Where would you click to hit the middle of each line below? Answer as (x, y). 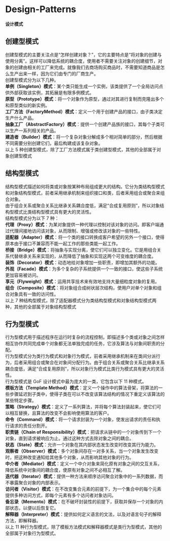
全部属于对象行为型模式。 (32, 533)
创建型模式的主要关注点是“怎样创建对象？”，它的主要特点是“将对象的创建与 (83, 55)
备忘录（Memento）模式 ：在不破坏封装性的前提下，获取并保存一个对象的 (82, 502)
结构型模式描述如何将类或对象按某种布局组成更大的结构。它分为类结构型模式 (85, 186)
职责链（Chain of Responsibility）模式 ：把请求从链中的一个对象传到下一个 (83, 432)
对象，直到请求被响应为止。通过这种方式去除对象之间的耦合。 (70, 438)
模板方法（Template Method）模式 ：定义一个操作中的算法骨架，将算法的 (82, 388)
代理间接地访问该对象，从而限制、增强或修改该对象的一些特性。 (76, 231)
